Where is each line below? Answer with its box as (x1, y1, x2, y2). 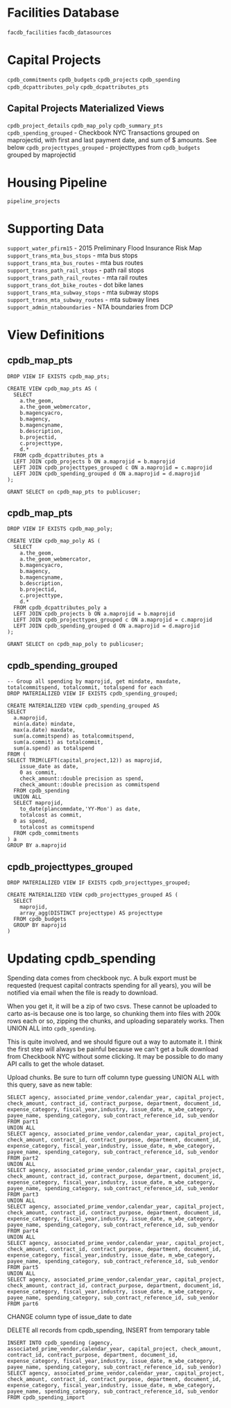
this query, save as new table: (7, 1080, 92, 1089)
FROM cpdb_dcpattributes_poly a (13, 604, 108, 611)
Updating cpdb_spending (7, 951, 156, 967)
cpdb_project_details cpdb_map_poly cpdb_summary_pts (7, 122, 163, 129)
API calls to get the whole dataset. (7, 1060, 105, 1068)
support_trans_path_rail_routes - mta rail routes (7, 273, 148, 282)
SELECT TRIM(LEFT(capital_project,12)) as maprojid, (7, 757, 163, 764)
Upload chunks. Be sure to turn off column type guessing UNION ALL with (7, 1073, 219, 1081)
